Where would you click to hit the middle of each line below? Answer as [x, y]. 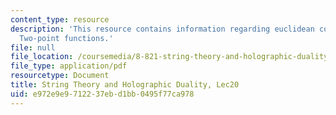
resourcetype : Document [60, 76]
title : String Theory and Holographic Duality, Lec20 [125, 85]
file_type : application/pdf [69, 66]
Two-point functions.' [66, 38]
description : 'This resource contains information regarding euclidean [162, 29]
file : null [33, 47]
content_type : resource [60, 19]
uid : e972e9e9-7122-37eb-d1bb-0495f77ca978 [102, 94]
